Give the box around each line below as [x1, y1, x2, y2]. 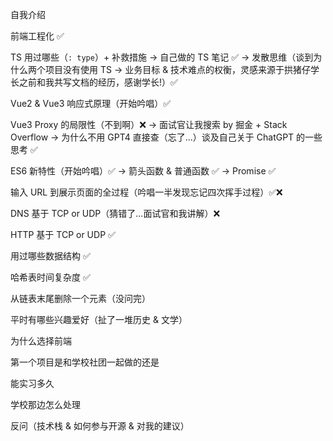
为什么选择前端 [10, 335, 72, 347]
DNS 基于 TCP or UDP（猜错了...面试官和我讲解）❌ [10, 208, 221, 219]
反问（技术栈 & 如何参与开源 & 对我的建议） [10, 420, 190, 432]
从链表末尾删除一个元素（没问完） [10, 293, 151, 304]
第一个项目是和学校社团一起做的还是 [10, 356, 160, 368]
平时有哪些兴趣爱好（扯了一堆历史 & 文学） [10, 314, 188, 325]
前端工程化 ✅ [10, 30, 65, 42]
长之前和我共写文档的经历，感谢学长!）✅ [10, 76, 178, 88]
